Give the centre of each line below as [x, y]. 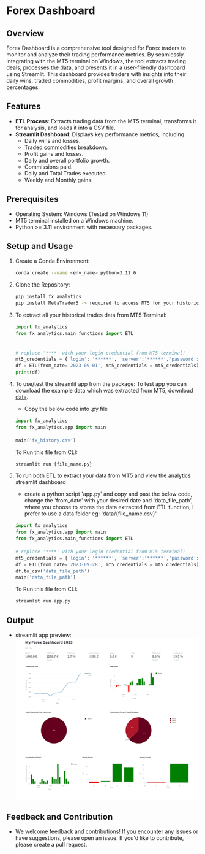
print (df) [28, 372]
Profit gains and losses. [54, 153]
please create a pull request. [51, 845]
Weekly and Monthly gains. [58, 180]
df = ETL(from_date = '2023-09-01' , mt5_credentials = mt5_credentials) [107, 366]
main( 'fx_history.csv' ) [46, 440]
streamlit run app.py [43, 601]
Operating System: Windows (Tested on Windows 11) [82, 214]
